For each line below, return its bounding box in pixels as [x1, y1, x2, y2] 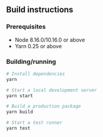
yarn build [6, 109, 33, 115]
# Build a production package [6, 104, 82, 110]
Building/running [6, 57, 57, 66]
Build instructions [6, 5, 73, 15]
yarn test [6, 125, 31, 132]
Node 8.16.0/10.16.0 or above [14, 36, 85, 43]
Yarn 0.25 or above [14, 42, 63, 49]
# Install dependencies [6, 71, 65, 77]
